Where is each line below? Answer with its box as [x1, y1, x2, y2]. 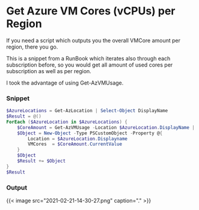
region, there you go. [6, 43, 58, 50]
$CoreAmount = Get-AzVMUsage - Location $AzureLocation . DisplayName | [17, 124, 195, 130]
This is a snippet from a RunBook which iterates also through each [6, 55, 171, 62]
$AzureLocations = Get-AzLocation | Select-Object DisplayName [6, 108, 168, 114]
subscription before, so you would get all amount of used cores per [6, 61, 173, 68]
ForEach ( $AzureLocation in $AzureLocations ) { [6, 119, 128, 125]
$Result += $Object [17, 158, 66, 164]
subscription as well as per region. [6, 67, 91, 74]
